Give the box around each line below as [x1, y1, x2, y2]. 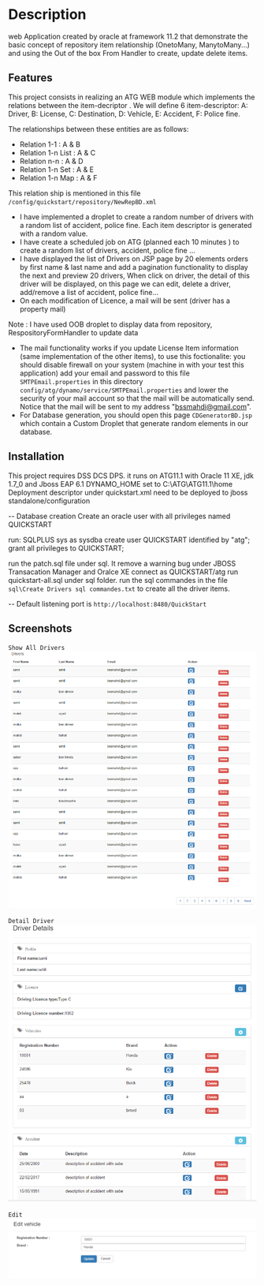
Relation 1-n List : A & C [19, 148, 96, 157]
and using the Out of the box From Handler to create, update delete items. [8, 48, 248, 58]
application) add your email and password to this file [19, 368, 191, 378]
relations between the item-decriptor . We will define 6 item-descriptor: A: [8, 100, 248, 110]
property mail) [19, 304, 66, 313]
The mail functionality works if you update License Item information [19, 343, 239, 353]
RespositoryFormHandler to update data [8, 327, 139, 337]
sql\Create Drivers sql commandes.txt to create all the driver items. [8, 584, 230, 593]
